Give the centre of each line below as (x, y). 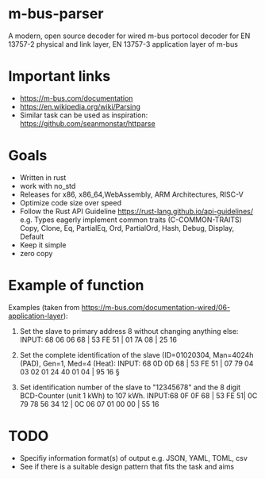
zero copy (36, 253)
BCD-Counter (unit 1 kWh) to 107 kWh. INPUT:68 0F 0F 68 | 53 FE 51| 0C (138, 395)
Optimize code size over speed (70, 202)
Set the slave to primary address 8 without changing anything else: (129, 331)
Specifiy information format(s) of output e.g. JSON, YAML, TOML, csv (134, 458)
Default (32, 236)
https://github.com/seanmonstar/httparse (88, 123)
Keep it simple (43, 245)
